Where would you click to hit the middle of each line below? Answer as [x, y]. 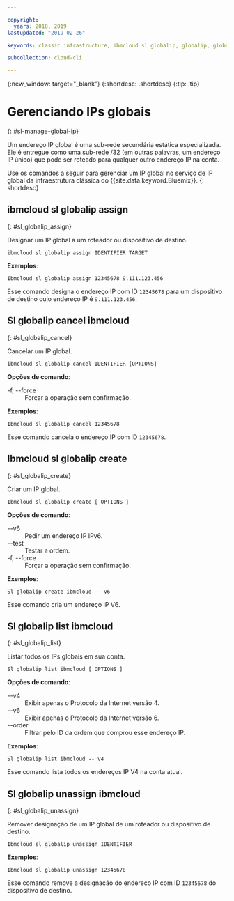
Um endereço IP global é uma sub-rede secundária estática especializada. [114, 145]
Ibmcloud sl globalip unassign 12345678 [67, 870]
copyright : [23, 20]
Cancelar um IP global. [40, 351]
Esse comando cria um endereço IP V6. [64, 604]
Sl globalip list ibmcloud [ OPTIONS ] [65, 670]
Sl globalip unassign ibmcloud [74, 794]
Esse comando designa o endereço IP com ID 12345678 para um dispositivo [115, 291]
